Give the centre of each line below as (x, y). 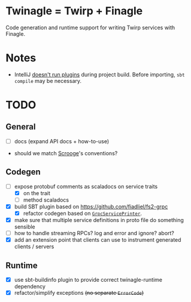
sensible (25, 227)
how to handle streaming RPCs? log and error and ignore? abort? (94, 233)
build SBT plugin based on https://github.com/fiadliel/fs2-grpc (91, 207)
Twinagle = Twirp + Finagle (74, 11)
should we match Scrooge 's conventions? (66, 153)
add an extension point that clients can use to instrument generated (98, 240)
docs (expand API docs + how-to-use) (62, 141)
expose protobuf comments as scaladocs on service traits (86, 186)
